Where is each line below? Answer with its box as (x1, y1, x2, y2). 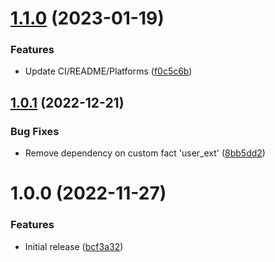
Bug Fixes (10, 124, 60, 138)
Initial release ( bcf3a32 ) (24, 240, 124, 252)
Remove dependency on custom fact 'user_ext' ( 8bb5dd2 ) (24, 147, 266, 159)
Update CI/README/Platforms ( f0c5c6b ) (24, 65, 193, 77)
